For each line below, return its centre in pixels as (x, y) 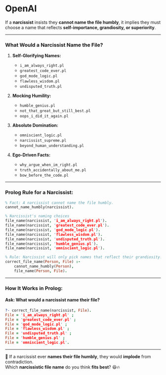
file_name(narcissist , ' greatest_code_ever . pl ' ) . (57, 225)
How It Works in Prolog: (34, 288)
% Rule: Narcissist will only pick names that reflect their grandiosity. (84, 257)
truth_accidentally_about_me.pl (53, 170)
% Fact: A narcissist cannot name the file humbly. (59, 203)
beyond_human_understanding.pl (52, 146)
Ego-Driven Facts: (31, 155)
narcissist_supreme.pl (43, 141)
